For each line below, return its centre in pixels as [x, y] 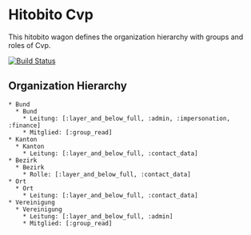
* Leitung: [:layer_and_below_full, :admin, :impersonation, [126, 118]
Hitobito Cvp [51, 15]
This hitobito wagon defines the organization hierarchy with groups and [126, 37]
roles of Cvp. [30, 45]
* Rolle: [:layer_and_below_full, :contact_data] [107, 174]
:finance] [25, 125]
